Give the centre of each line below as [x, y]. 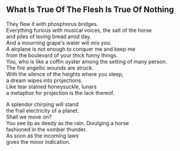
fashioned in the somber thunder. [47, 129]
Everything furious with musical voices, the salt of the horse [79, 30]
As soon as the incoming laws [42, 136]
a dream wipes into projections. [44, 80]
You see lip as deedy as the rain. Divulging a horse [68, 123]
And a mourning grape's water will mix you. [59, 42]
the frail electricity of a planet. [43, 110]
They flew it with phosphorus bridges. [52, 24]
